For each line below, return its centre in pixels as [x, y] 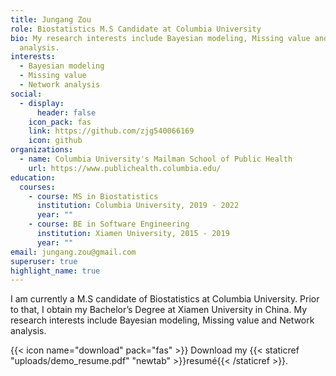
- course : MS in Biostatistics [93, 196]
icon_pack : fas [60, 122]
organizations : [42, 150]
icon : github [55, 141]
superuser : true [44, 261]
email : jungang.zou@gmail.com [73, 252]
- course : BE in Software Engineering [109, 224]
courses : [37, 187]
